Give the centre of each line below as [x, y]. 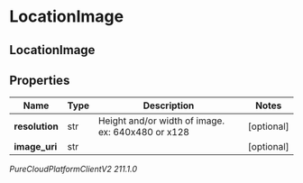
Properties [40, 80]
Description [169, 105]
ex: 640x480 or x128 [143, 133]
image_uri [36, 147]
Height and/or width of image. [161, 121]
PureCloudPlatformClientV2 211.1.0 [73, 169]
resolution [36, 126]
